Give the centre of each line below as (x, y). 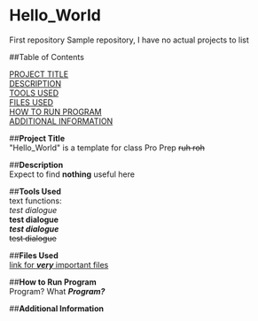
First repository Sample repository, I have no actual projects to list (129, 40)
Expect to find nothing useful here (72, 174)
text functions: (35, 201)
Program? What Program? (57, 291)
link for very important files (59, 264)
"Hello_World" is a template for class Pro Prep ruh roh (107, 148)
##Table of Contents (47, 57)
